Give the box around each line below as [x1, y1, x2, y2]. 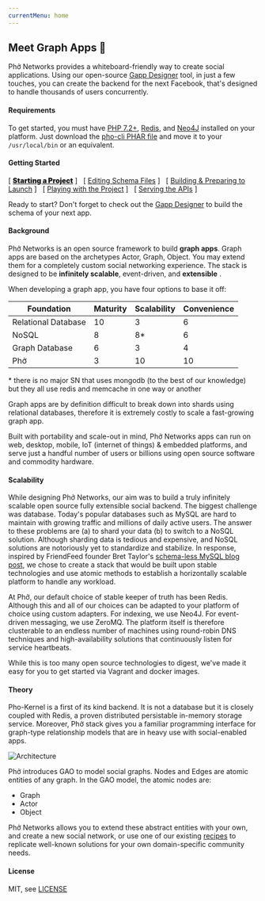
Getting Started [8, 158, 61, 167]
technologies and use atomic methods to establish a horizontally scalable [8, 569, 248, 578]
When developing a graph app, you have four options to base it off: [8, 285, 227, 294]
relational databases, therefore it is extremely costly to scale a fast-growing [8, 408, 255, 417]
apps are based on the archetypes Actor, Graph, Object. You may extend [8, 252, 245, 262]
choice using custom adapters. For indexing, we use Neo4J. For [8, 609, 217, 619]
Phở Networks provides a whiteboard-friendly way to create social [8, 62, 225, 71]
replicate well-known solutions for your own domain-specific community [8, 840, 245, 849]
